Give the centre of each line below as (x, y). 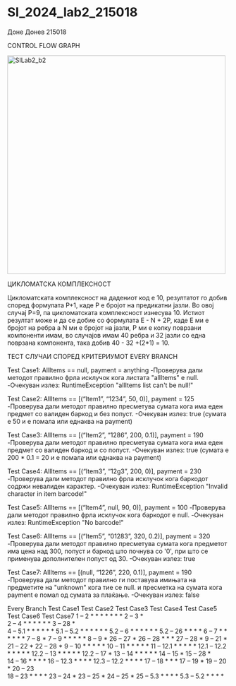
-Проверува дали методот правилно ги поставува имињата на (102, 579)
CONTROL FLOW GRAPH (44, 45)
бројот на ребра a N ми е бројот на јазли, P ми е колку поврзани (105, 327)
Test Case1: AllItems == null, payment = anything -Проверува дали (105, 370)
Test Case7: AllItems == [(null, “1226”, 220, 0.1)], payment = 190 (100, 572)
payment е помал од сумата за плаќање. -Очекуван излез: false (104, 595)
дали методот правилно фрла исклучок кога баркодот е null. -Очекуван (116, 515)
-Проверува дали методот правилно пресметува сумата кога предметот (117, 543)
